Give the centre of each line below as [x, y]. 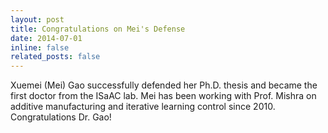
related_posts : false [55, 57]
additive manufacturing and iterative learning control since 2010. [143, 107]
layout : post [37, 19]
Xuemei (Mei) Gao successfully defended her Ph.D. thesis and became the [164, 85]
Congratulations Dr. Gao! [61, 117]
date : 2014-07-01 [46, 38]
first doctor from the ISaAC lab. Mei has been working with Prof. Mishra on [163, 96]
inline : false [40, 47]
